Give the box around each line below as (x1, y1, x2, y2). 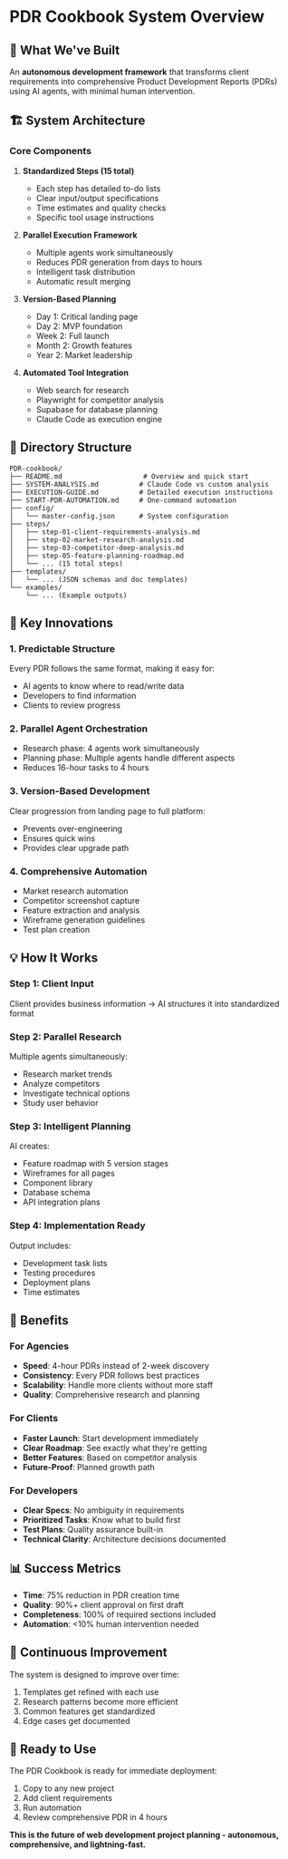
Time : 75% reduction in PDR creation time (22, 1589, 180, 1601)
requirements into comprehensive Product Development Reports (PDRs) (9, 76, 278, 87)
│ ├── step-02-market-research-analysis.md (9, 535, 184, 545)
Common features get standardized (22, 1706, 156, 1717)
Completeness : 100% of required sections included (22, 1609, 216, 1620)
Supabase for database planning (35, 403, 158, 414)
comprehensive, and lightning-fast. (9, 1839, 147, 1850)
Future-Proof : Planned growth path (22, 1461, 156, 1472)
